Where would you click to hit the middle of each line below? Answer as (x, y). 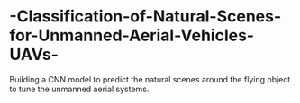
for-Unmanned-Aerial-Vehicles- (132, 35)
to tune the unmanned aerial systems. (79, 89)
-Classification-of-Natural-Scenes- (145, 17)
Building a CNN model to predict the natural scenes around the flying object (150, 79)
